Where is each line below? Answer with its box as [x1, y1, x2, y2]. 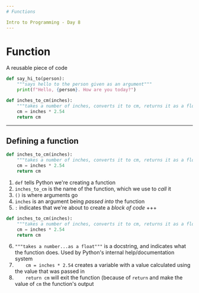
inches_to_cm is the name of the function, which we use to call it [14, 185, 172, 192]
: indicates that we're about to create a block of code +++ [14, 204, 157, 211]
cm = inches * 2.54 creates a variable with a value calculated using [25, 262, 191, 269]
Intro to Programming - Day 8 [6, 19, 81, 25]
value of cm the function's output [14, 281, 94, 288]
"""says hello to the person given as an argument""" [17, 81, 152, 88]
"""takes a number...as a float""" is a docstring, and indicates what [14, 243, 187, 250]
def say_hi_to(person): [6, 76, 65, 82]
